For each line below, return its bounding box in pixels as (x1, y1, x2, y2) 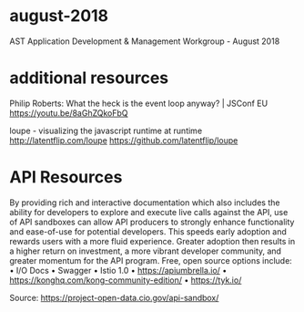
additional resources (9, 68, 169, 88)
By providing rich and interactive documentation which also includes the (9, 197, 280, 208)
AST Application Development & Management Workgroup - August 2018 (9, 36, 280, 47)
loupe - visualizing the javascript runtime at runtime (9, 125, 203, 136)
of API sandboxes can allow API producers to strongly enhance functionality (9, 216, 295, 227)
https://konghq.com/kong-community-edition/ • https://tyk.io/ (9, 275, 242, 286)
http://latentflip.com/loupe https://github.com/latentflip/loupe (9, 134, 238, 146)
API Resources (9, 167, 123, 188)
